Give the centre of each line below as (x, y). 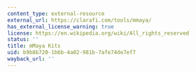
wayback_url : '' (31, 59)
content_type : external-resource (56, 14)
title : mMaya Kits (34, 46)
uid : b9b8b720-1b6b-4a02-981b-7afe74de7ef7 (72, 53)
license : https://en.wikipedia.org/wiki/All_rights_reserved (98, 33)
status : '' (23, 40)
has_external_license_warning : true (61, 26)
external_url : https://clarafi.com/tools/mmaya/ (79, 20)
